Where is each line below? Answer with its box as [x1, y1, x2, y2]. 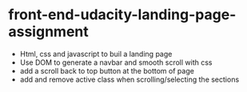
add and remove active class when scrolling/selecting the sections [19, 74, 240, 84]
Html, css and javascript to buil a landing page [19, 49, 173, 58]
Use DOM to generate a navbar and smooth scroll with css [19, 58, 213, 67]
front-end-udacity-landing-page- [8, 6, 237, 24]
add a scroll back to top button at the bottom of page [19, 66, 194, 75]
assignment [8, 22, 90, 41]
